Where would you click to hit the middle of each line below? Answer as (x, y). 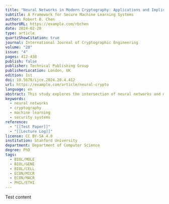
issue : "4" (17, 52)
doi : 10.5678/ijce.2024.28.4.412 (40, 80)
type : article (20, 33)
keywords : (16, 98)
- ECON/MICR (22, 173)
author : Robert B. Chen (30, 19)
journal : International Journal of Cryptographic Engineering (72, 43)
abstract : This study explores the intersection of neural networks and (83, 94)
